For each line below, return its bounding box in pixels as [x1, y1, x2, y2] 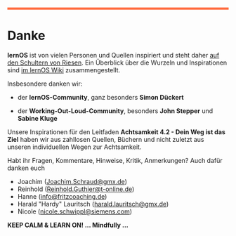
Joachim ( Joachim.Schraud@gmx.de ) [17, 177, 128, 185]
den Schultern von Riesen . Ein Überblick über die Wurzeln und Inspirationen [7, 58, 228, 67]
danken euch [7, 164, 46, 172]
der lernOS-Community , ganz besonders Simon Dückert [17, 93, 184, 101]
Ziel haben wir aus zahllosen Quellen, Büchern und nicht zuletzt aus [7, 135, 204, 143]
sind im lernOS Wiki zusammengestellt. [7, 65, 121, 74]
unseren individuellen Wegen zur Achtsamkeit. [7, 143, 142, 151]
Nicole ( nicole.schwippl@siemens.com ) [17, 207, 132, 216]
